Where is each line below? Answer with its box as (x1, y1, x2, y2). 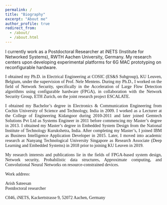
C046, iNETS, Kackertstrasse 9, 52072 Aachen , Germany (5, 195, 105, 200)
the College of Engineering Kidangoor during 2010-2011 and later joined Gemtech (5, 113, 162, 118)
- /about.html (9, 35, 39, 40)
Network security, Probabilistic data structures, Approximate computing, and (5, 157, 162, 162)
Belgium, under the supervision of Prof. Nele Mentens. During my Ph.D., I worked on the (5, 79, 162, 84)
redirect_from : (5, 26, 37, 31)
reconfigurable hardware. (5, 64, 57, 70)
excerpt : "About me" (5, 16, 48, 21)
